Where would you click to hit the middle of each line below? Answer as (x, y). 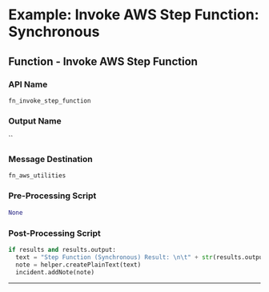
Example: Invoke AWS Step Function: (134, 15)
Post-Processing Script (55, 233)
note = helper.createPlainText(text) (78, 265)
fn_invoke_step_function (50, 101)
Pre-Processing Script (52, 196)
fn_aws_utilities (37, 176)
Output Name (35, 120)
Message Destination (51, 160)
